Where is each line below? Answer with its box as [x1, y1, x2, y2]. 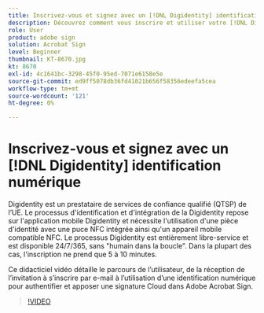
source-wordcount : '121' [8, 92, 90, 100]
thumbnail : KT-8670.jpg [8, 56, 86, 64]
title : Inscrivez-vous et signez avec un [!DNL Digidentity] [8, 11, 213, 20]
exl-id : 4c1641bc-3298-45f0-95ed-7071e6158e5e [8, 70, 163, 78]
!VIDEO [27, 296, 51, 307]
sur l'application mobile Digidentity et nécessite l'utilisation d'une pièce [8, 216, 239, 226]
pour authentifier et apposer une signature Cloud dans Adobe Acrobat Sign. [8, 282, 254, 291]
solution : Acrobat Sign [8, 41, 86, 49]
